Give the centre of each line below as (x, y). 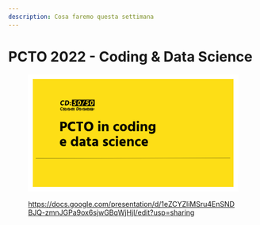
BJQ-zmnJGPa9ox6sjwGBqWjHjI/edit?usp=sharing (111, 212)
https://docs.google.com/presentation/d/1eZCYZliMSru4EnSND (132, 204)
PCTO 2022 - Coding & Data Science (130, 56)
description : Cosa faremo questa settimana (81, 17)
